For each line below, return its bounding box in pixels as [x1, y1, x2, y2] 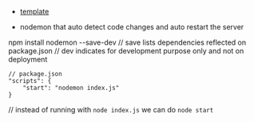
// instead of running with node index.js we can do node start [8, 105, 214, 114]
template [19, 7, 50, 16]
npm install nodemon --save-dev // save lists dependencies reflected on [8, 37, 247, 47]
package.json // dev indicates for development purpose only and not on [8, 46, 244, 55]
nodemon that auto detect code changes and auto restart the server [19, 22, 244, 31]
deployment [8, 55, 48, 64]
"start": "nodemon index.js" [22, 84, 120, 92]
